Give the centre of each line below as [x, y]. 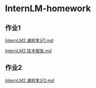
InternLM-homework [48, 9]
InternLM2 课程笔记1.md [29, 40]
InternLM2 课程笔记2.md [30, 80]
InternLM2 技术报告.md [29, 51]
